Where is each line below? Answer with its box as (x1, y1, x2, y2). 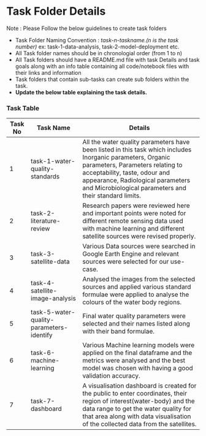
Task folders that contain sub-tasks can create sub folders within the (15, 75, 189, 83)
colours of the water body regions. (82, 298, 182, 307)
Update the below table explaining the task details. (15, 88, 148, 96)
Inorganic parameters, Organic (82, 153, 170, 162)
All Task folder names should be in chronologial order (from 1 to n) (15, 49, 183, 56)
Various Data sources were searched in (82, 242, 196, 251)
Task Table (6, 104, 40, 112)
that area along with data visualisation (82, 412, 191, 421)
